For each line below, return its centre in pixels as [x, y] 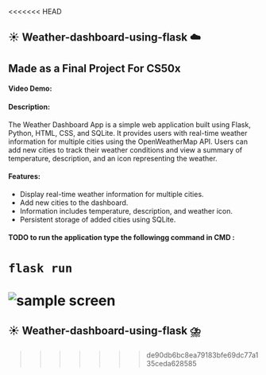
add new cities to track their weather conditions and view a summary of [125, 149]
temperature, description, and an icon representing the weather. [113, 158]
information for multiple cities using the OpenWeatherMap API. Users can [128, 141]
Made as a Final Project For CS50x [94, 68]
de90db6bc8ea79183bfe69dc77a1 [202, 355]
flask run [40, 268]
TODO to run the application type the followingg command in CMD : [121, 238]
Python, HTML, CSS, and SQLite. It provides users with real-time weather [128, 133]
